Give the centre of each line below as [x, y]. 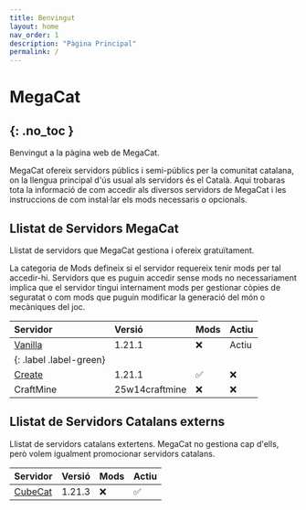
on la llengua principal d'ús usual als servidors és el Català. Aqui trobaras [148, 180]
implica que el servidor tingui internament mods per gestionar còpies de [145, 287]
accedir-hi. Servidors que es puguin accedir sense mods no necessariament [153, 277]
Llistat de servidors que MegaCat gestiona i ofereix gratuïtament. [132, 250]
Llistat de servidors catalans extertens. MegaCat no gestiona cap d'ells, [144, 443]
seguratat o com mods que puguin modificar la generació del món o [137, 297]
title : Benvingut [42, 18]
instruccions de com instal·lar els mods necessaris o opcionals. [129, 200]
